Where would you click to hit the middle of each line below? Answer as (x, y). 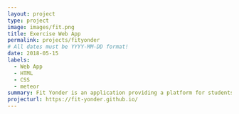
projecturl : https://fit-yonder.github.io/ (73, 100)
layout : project (31, 14)
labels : (19, 60)
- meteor (27, 86)
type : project (28, 21)
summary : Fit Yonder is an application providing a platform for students (121, 93)
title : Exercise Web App (44, 34)
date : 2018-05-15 (33, 54)
